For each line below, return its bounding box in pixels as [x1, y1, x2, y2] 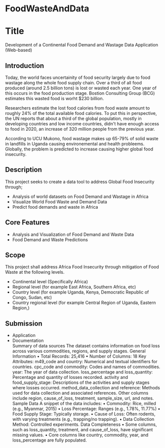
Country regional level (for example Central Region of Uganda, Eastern [12, 299, 156, 306]
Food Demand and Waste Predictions [12, 236, 88, 242]
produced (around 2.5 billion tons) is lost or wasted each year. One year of [5, 85, 157, 91]
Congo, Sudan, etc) [12, 295, 52, 300]
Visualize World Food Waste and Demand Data [12, 198, 107, 205]
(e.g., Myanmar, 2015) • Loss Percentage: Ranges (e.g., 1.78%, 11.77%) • [12, 406, 161, 412]
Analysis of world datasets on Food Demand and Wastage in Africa [12, 193, 149, 199]
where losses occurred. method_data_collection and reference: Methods [12, 385, 161, 391]
